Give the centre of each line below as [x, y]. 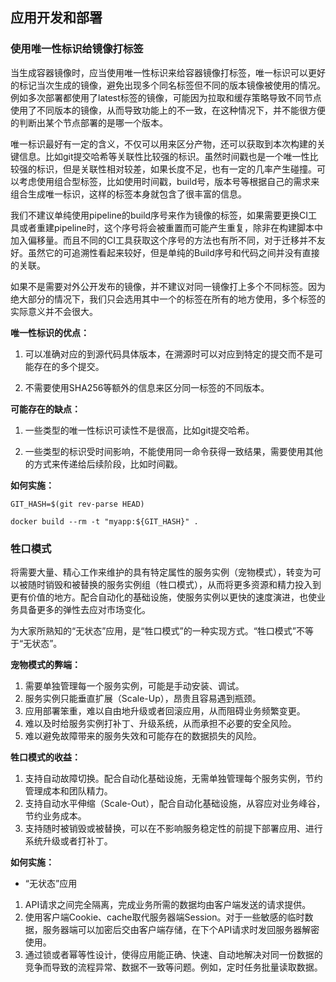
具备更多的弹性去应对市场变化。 [84, 609]
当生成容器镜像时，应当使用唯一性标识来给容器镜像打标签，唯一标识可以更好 [168, 72]
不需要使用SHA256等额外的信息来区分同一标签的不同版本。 [147, 387]
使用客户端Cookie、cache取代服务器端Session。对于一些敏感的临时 [164, 917]
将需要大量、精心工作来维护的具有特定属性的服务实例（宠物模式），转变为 [161, 572]
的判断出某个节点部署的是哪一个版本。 [89, 122]
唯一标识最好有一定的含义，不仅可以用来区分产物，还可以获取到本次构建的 [163, 144]
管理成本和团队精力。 [68, 790]
